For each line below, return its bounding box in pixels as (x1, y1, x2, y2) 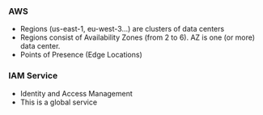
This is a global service (19, 97, 98, 107)
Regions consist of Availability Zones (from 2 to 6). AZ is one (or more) (19, 32, 256, 42)
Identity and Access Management (19, 88, 134, 98)
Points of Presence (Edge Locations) (19, 50, 143, 60)
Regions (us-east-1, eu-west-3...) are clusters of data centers (19, 24, 225, 34)
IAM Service (8, 70, 58, 82)
